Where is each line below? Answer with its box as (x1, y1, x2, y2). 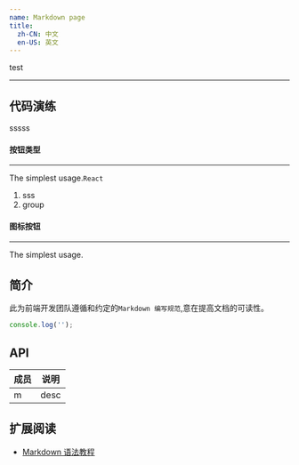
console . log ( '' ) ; (9, 321, 74, 330)
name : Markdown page (9, 12, 86, 22)
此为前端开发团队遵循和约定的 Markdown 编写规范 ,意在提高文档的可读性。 (9, 303, 270, 314)
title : (9, 21, 34, 30)
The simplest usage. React (9, 172, 104, 183)
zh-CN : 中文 (17, 29, 60, 38)
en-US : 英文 (17, 37, 60, 47)
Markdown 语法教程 (21, 446, 95, 457)
